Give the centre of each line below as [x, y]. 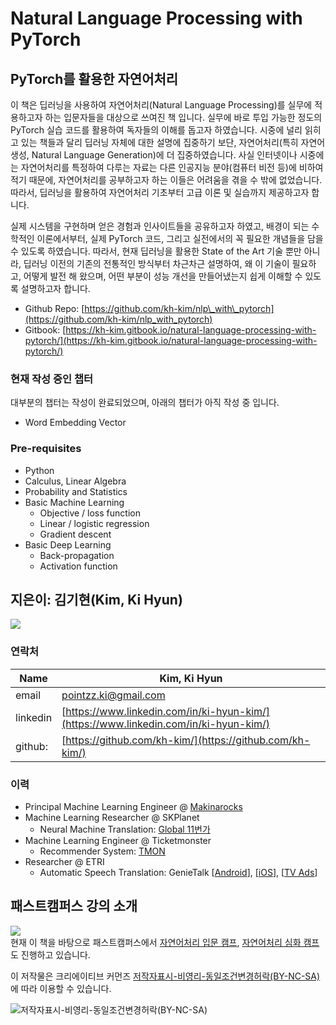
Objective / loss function [90, 513]
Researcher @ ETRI [64, 861]
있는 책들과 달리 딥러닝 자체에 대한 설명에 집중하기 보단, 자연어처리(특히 [159, 142]
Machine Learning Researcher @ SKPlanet [112, 817]
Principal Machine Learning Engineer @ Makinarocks [133, 806]
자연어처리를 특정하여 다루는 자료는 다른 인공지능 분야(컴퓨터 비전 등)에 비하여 [172, 167]
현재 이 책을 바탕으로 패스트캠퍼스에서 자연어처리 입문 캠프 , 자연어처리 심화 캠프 [165, 942]
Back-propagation [77, 555]
